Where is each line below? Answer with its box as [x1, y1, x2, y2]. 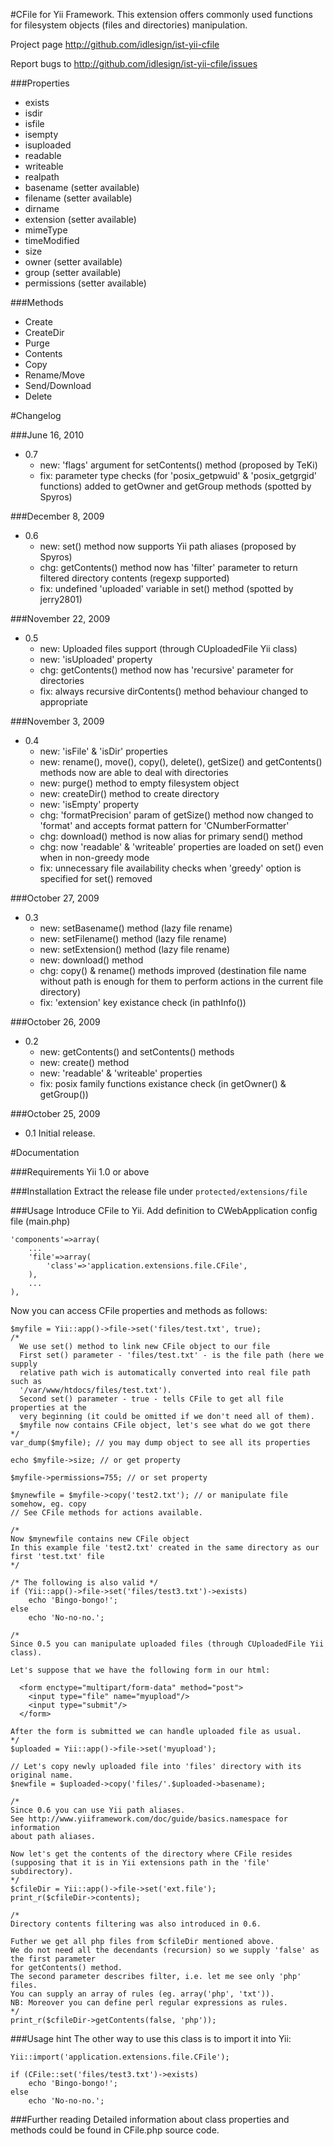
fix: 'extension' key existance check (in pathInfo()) [39, 997, 247, 1008]
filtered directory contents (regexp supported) [39, 572, 230, 584]
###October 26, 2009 [10, 1016, 101, 1028]
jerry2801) [39, 594, 83, 605]
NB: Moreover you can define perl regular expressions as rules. [10, 1998, 288, 2008]
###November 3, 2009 [10, 715, 105, 727]
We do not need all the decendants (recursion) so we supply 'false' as [10, 1945, 320, 1955]
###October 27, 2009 [10, 892, 100, 904]
